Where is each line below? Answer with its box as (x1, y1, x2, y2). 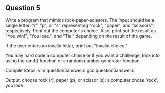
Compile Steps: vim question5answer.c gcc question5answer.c (5, 67, 135, 73)
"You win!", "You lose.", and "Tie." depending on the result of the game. (5, 33, 152, 39)
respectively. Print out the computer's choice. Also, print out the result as (5, 27, 156, 34)
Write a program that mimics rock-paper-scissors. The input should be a (5, 17, 154, 23)
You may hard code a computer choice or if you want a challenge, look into (5, 52, 160, 58)
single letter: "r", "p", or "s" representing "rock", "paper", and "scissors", (5, 22, 154, 28)
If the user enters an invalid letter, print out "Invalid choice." (5, 42, 128, 49)
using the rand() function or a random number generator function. (5, 57, 141, 64)
